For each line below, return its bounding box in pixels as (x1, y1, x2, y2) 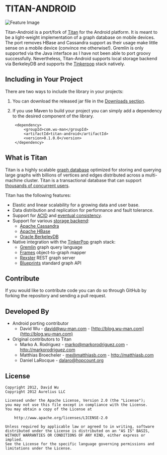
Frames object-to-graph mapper (19, 249, 86, 255)
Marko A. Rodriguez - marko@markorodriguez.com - (19, 342, 128, 348)
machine (5, 177, 23, 183)
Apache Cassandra (19, 223, 59, 229)
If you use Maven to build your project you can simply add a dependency (12, 107, 162, 113)
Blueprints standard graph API (19, 260, 82, 266)
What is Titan (5, 154, 47, 162)
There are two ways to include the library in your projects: (5, 88, 124, 94)
